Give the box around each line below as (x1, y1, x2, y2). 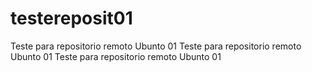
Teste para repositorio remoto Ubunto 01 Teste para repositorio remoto (10, 40, 302, 52)
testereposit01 (10, 7, 133, 30)
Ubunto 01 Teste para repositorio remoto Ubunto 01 (10, 50, 222, 62)
